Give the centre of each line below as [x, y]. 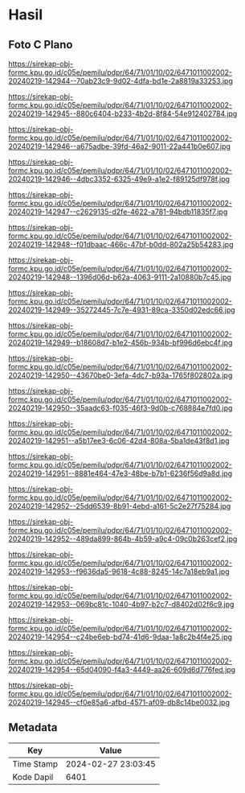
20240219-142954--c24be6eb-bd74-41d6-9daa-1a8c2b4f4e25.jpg [120, 637]
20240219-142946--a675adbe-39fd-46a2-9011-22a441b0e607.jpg [120, 146]
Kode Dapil [33, 777]
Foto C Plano [41, 45]
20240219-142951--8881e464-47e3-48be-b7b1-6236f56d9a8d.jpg [120, 473]
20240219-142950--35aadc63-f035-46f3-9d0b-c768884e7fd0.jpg [120, 408]
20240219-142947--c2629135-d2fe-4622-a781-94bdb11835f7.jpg [118, 212]
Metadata [33, 727]
